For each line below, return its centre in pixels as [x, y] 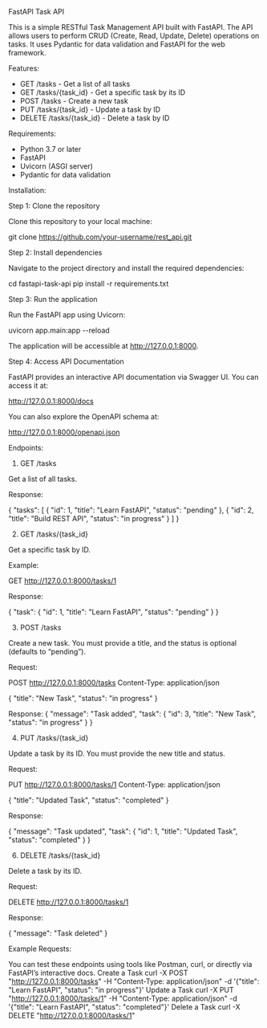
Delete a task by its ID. [45, 871]
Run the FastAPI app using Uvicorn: [67, 315]
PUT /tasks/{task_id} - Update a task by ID [90, 109]
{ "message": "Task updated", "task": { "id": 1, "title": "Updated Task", [123, 831]
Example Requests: [40, 948]
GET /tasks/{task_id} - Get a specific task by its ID [103, 92]
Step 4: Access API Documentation [66, 361]
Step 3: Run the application [53, 299]
